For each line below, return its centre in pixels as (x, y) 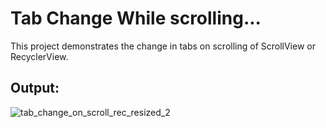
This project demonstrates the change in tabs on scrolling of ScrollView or (163, 46)
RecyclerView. (39, 56)
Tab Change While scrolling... (136, 18)
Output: (35, 88)
